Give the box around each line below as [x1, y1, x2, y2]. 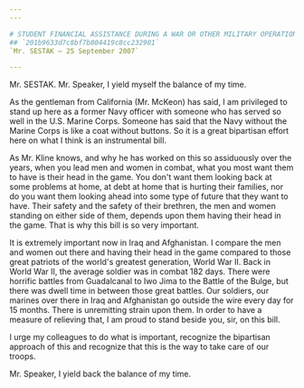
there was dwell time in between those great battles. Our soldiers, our [9, 286, 270, 297]
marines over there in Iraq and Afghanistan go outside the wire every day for [9, 295, 294, 306]
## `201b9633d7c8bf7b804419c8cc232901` [9, 38, 160, 47]
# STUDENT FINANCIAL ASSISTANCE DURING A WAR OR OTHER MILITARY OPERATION [9, 29, 298, 39]
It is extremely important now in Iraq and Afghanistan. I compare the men [9, 237, 281, 249]
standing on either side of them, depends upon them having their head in [9, 210, 282, 222]
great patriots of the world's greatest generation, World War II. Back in [9, 257, 271, 268]
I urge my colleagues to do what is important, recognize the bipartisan [9, 332, 271, 343]
